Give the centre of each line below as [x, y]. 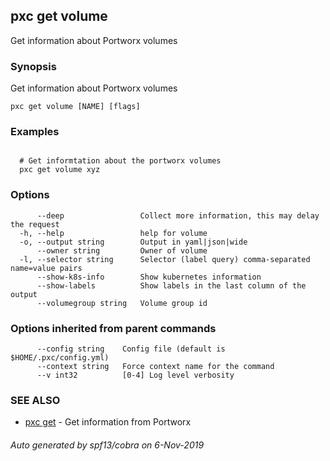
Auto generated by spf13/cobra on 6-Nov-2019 [107, 445]
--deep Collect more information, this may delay [178, 215]
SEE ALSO [35, 400]
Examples [35, 132]
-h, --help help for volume [113, 233]
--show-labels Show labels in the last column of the [171, 285]
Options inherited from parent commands [113, 328]
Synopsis [33, 66]
